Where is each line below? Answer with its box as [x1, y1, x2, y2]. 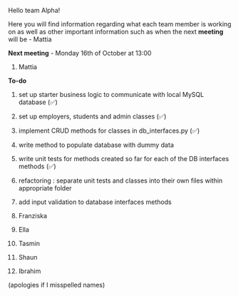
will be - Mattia [8, 35, 52, 44]
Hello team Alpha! [8, 6, 61, 14]
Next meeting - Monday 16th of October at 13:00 [8, 49, 152, 57]
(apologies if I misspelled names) [8, 281, 105, 289]
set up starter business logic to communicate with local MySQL [18, 91, 205, 98]
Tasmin [18, 239, 40, 247]
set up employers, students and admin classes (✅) [18, 112, 167, 121]
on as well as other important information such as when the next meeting [8, 28, 224, 36]
